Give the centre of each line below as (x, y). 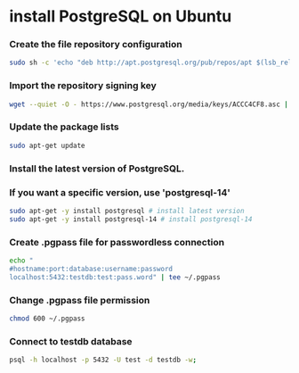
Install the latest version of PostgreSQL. (97, 169)
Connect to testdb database (71, 341)
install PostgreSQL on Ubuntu (121, 17)
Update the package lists (64, 127)
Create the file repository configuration (96, 45)
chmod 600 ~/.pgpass (48, 319)
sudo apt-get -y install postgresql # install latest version (127, 211)
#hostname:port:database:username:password (91, 269)
